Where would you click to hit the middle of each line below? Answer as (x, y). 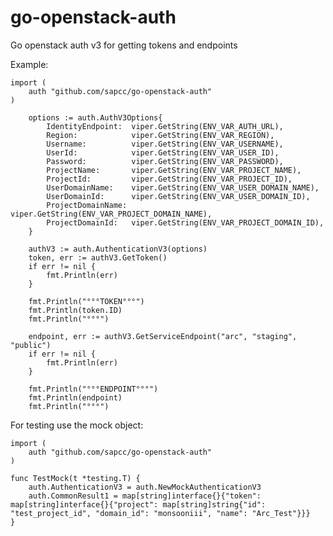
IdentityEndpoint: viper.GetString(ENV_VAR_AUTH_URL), (165, 126)
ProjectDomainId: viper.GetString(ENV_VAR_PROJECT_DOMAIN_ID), (185, 222)
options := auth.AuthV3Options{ (95, 117)
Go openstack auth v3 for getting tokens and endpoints (124, 45)
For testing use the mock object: (77, 425)
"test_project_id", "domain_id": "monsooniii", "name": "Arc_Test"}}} (160, 513)
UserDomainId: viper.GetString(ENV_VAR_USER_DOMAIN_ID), (178, 196)
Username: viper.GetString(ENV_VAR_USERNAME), (165, 144)
